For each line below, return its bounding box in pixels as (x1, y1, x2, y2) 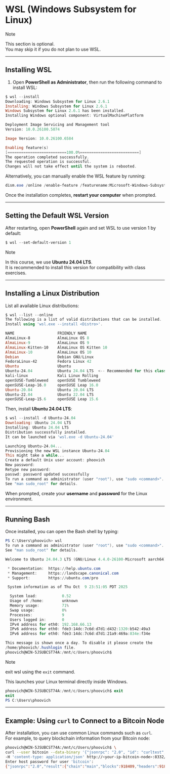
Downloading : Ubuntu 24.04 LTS (5, 420, 71, 425)
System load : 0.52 (10, 593, 71, 599)
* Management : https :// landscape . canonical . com (7, 571, 119, 576)
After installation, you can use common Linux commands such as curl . (5, 730, 153, 736)
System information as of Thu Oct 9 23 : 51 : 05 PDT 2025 (7, 584, 128, 590)
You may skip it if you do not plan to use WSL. (5, 46, 101, 52)
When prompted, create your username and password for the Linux (5, 490, 148, 496)
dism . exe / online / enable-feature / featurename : (5, 183, 110, 188)
